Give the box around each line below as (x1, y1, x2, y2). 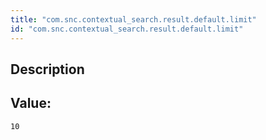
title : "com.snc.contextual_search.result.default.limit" (10, 14, 257, 25)
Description (10, 61, 85, 78)
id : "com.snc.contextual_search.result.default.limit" (10, 24, 244, 34)
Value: (10, 95, 52, 112)
